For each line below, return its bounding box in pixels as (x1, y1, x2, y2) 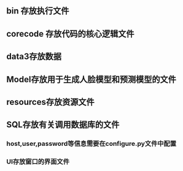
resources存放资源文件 (6, 97, 95, 107)
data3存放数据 (6, 51, 61, 62)
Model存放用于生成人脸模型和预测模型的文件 (6, 74, 176, 85)
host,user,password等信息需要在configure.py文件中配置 (6, 140, 177, 148)
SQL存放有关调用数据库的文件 (6, 120, 120, 130)
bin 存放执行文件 (6, 6, 69, 17)
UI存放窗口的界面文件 (6, 158, 69, 166)
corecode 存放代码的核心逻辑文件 (6, 28, 134, 39)
